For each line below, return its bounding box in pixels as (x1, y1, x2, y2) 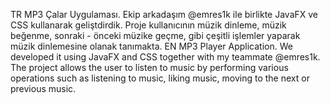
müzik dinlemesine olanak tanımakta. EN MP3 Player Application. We (10, 40, 293, 52)
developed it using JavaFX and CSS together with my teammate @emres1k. (10, 51, 321, 63)
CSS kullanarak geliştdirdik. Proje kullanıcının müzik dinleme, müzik (10, 19, 287, 31)
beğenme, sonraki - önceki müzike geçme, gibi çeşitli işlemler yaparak (10, 30, 301, 41)
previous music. (10, 83, 77, 94)
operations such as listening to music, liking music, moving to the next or (10, 72, 310, 84)
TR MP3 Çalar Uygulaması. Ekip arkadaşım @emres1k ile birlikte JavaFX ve (10, 9, 319, 20)
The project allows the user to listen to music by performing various (10, 62, 289, 73)
